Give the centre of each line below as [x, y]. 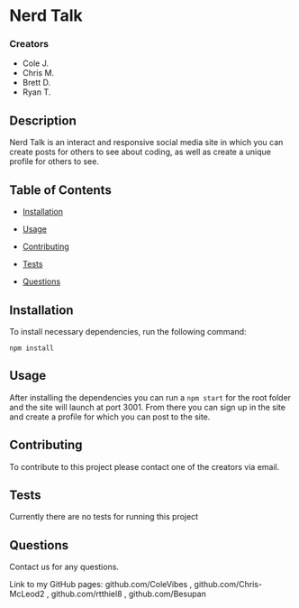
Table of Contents [61, 190]
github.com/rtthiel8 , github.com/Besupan [129, 594]
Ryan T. [36, 92]
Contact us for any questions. [64, 567]
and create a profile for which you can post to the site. [110, 417]
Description [43, 120]
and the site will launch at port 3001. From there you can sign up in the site [148, 407]
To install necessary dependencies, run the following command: [128, 331]
